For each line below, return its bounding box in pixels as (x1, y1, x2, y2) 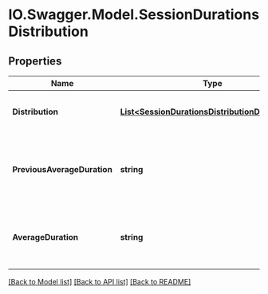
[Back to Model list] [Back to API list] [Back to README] (8, 277, 191, 286)
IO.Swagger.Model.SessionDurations (8, 6, 260, 24)
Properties (8, 54, 62, 68)
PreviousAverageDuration (12, 164, 113, 174)
